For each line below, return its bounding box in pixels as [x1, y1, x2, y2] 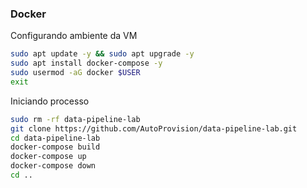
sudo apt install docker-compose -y [10, 58, 163, 69]
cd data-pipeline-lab [10, 133, 101, 143]
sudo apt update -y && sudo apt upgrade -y [10, 49, 195, 59]
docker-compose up [10, 152, 87, 162]
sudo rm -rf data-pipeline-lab [10, 114, 141, 124]
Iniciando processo [10, 95, 90, 107]
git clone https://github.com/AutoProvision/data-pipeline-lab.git [10, 123, 298, 134]
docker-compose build [10, 142, 101, 152]
